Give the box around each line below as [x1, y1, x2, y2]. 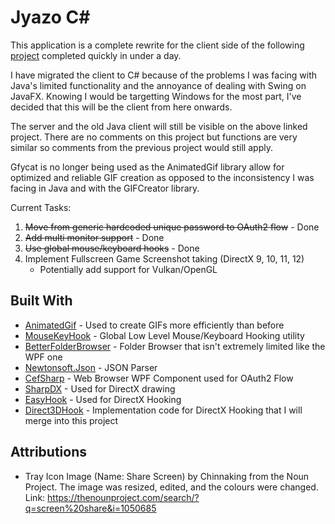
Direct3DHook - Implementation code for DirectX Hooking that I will [24, 404, 303, 416]
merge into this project [24, 414, 119, 426]
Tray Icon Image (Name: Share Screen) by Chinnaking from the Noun [24, 470, 310, 482]
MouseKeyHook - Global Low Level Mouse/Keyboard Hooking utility [24, 329, 305, 341]
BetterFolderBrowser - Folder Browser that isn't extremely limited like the [24, 340, 326, 352]
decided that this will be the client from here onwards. [10, 101, 233, 113]
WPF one [24, 351, 63, 363]
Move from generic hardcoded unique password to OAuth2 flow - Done [24, 221, 320, 233]
